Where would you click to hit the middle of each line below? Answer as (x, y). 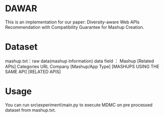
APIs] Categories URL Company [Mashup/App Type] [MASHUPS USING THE (82, 66)
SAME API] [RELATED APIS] (33, 72)
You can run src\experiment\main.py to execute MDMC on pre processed (79, 105)
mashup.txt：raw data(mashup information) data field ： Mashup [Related (80, 61)
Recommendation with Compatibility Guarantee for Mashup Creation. (75, 27)
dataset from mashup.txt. (31, 110)
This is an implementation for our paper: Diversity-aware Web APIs (72, 22)
